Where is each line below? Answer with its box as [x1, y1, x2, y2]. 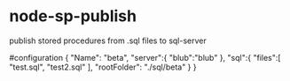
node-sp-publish [9, 6, 137, 26]
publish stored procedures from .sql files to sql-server [9, 35, 207, 46]
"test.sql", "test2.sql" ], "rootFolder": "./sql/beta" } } [9, 62, 197, 72]
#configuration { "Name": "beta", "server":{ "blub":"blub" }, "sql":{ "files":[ [9, 52, 281, 63]
